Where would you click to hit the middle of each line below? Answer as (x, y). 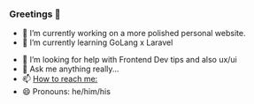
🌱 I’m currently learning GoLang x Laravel (97, 42)
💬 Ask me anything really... (70, 69)
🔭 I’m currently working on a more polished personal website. (134, 33)
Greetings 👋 (35, 14)
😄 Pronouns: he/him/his (66, 92)
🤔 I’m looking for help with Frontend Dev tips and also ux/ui (129, 60)
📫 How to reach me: (60, 79)
